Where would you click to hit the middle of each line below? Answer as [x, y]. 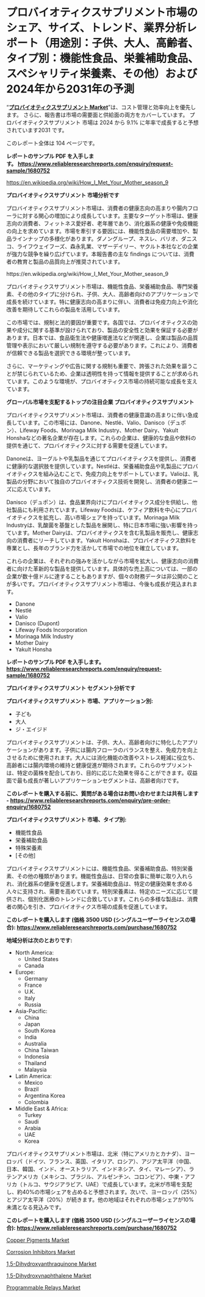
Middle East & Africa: [41, 1109]
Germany [36, 978]
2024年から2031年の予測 [70, 89]
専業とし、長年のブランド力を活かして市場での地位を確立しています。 [94, 548]
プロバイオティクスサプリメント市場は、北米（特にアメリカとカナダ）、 [95, 1153]
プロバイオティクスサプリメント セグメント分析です [71, 688]
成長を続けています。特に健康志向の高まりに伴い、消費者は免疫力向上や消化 [102, 302]
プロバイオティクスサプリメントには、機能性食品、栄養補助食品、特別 [94, 868]
